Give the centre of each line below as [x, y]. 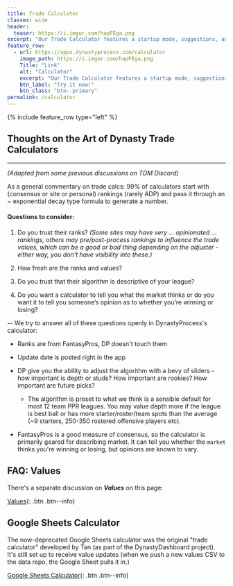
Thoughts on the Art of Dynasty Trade [91, 139]
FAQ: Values [34, 471]
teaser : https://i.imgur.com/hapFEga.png [74, 33]
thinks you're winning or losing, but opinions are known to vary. [108, 449]
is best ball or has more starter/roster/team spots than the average [122, 414]
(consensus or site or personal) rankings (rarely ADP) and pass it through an [116, 193]
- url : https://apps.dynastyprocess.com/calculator [90, 53]
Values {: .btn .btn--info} [41, 501]
